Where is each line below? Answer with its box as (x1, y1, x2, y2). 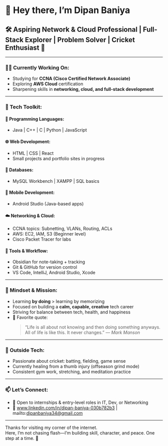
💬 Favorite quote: (12, 314, 48, 320)
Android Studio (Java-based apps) (12, 201, 84, 207)
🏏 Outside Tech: (5, 347, 45, 354)
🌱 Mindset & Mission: (5, 287, 57, 294)
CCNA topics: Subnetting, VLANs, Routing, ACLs (12, 226, 112, 232)
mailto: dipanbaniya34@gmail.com (12, 410, 83, 416)
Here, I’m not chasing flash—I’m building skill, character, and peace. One (5, 430, 155, 436)
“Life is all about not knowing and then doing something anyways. (24, 324, 161, 330)
